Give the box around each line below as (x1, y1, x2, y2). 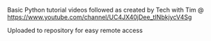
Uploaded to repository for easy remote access (7, 27, 143, 34)
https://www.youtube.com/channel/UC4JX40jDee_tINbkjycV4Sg (7, 13, 192, 21)
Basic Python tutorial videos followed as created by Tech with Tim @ (7, 6, 204, 14)
